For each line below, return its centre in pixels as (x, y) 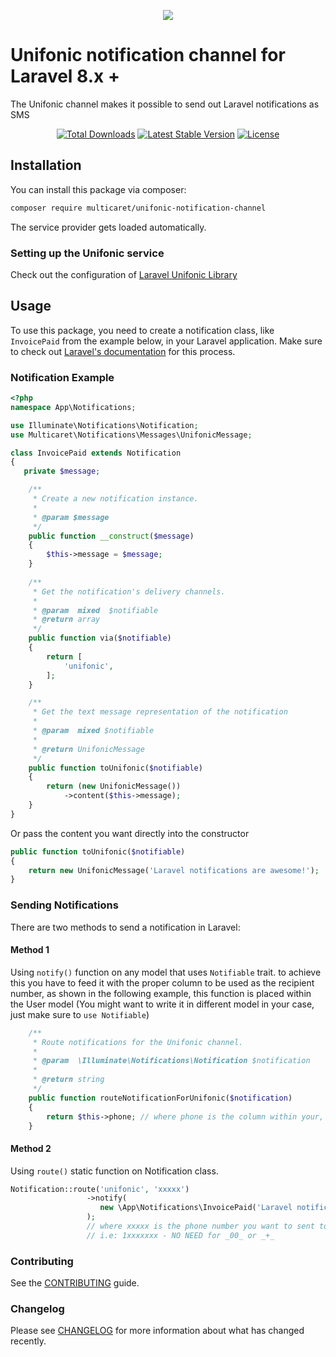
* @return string (68, 1080)
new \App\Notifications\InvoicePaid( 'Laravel (196, 1208)
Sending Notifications (64, 905)
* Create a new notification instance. (115, 499)
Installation (46, 165)
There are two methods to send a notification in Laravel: (125, 927)
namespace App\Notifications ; (73, 407)
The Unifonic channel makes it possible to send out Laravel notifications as (165, 104)
